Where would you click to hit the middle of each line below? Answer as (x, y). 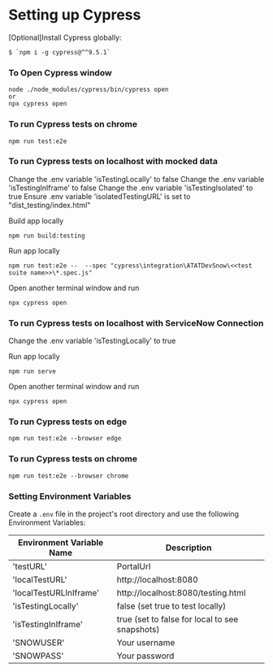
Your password (145, 656)
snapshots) (138, 630)
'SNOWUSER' (39, 643)
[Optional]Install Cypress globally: (65, 37)
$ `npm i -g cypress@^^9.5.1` (60, 52)
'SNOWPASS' (38, 656)
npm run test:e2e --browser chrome (69, 476)
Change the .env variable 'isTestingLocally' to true (92, 341)
